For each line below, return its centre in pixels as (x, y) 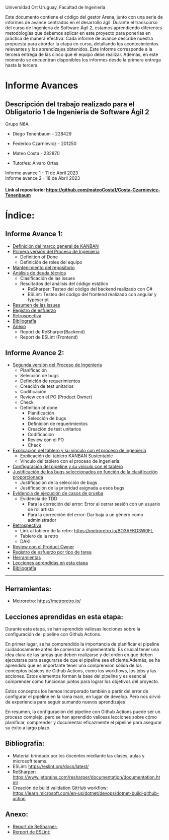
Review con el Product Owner (43, 547)
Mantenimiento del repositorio (44, 267)
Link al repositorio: (25, 190)
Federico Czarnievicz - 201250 (45, 144)
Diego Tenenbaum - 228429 (42, 134)
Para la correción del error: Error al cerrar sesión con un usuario (94, 504)
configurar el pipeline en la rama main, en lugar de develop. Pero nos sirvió (83, 696)
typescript (38, 300)
